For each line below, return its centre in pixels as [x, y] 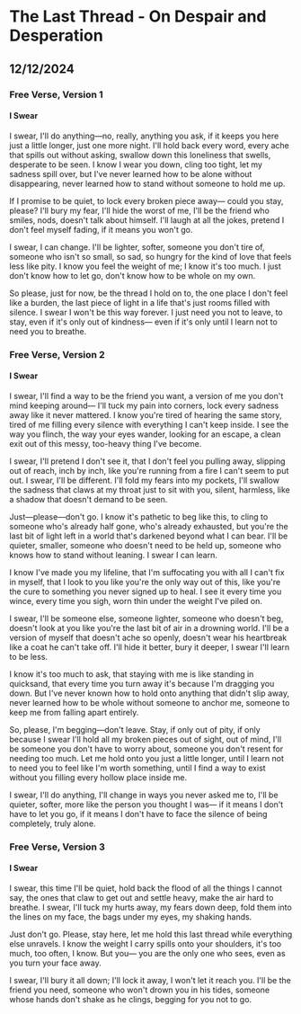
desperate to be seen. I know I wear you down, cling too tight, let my [136, 165]
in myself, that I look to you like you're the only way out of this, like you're [145, 582]
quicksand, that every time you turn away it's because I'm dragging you [142, 683]
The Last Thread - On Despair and [138, 17]
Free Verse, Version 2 [57, 354]
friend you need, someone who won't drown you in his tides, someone [140, 990]
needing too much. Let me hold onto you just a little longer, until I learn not [147, 758]
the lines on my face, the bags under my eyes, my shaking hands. [131, 916]
